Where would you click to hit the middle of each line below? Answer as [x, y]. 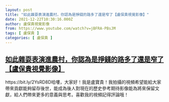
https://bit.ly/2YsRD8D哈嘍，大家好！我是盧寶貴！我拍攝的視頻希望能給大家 [83, 82]
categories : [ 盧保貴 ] [29, 38]
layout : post [19, 10]
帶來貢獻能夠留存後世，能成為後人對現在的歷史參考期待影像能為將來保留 [80, 88]
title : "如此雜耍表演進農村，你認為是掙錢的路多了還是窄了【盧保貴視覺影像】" [77, 15]
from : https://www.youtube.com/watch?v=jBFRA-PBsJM [60, 29]
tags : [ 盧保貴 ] [22, 33]
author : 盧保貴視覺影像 [27, 24]
